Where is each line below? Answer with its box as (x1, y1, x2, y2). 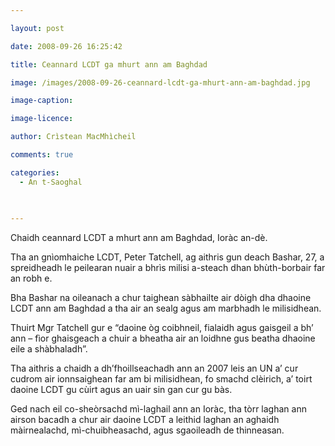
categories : (10, 167, 60, 178)
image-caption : (10, 96, 74, 106)
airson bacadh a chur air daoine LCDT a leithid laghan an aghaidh (10, 414, 280, 426)
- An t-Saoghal (19, 177, 83, 187)
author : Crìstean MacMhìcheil (10, 132, 137, 142)
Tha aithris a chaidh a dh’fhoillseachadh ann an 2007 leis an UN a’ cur (10, 362, 299, 375)
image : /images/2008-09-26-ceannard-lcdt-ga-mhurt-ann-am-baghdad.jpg (10, 77, 311, 88)
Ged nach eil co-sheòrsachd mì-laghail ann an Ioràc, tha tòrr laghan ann (10, 403, 307, 415)
